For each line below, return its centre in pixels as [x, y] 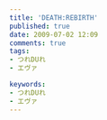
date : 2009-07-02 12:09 [54, 34]
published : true [40, 26]
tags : [19, 51]
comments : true [38, 43]
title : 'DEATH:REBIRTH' [54, 18]
